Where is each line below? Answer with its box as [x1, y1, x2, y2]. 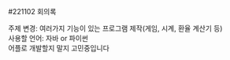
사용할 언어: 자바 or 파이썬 [8, 34, 89, 43]
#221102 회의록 [8, 7, 57, 16]
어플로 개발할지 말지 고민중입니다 [8, 43, 110, 53]
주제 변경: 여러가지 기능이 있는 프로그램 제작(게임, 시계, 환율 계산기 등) [8, 24, 223, 33]
